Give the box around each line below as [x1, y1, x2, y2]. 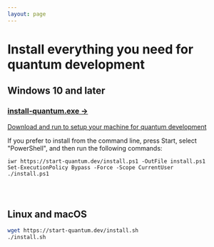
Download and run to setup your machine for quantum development [7, 122, 207, 131]
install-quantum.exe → [7, 106, 88, 116]
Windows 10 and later [7, 85, 106, 97]
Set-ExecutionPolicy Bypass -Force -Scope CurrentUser [7, 163, 174, 171]
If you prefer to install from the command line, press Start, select [7, 136, 198, 145]
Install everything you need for [7, 41, 194, 57]
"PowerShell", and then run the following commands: [7, 143, 163, 152]
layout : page [7, 10, 46, 18]
